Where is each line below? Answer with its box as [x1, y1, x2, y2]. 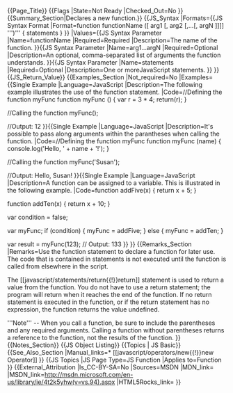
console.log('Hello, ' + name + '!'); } [7, 145, 110, 152]
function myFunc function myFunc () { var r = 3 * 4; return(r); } [7, 95, 187, 104]
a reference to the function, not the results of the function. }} [7, 334, 181, 342]
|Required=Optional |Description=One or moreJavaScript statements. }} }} [7, 66, 220, 74]
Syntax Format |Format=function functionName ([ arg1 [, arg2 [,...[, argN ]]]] [7, 22, 225, 29]
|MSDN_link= [7, 371, 45, 378]
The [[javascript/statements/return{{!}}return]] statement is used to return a [7, 275, 225, 284]
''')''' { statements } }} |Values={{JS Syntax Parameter [7, 29, 162, 37]
